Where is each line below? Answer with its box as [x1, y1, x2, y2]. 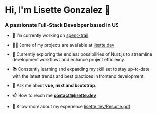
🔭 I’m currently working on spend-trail [12, 33, 89, 38]
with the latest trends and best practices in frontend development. [12, 73, 145, 79]
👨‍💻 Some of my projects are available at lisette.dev [12, 42, 115, 48]
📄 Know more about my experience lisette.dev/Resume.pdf [12, 104, 131, 110]
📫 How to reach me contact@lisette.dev [12, 92, 96, 98]
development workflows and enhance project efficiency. [12, 57, 125, 63]
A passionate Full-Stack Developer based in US [5, 22, 119, 29]
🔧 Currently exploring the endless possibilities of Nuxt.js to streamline [12, 51, 153, 57]
